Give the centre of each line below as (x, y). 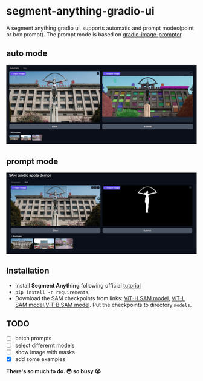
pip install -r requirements (52, 292)
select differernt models (45, 345)
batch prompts (33, 339)
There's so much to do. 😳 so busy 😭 (54, 371)
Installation (28, 271)
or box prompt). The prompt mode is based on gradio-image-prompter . (95, 34)
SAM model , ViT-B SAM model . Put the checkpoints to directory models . (103, 305)
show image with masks (45, 352)
